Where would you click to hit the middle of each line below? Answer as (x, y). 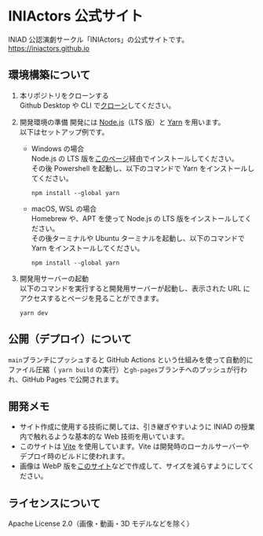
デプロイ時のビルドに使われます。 (74, 457)
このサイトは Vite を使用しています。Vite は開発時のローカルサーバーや (134, 446)
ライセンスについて (54, 503)
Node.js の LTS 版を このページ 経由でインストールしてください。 (135, 158)
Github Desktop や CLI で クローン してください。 (97, 105)
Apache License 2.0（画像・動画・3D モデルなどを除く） (101, 523)
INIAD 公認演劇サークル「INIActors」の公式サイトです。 (99, 39)
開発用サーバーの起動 (54, 278)
